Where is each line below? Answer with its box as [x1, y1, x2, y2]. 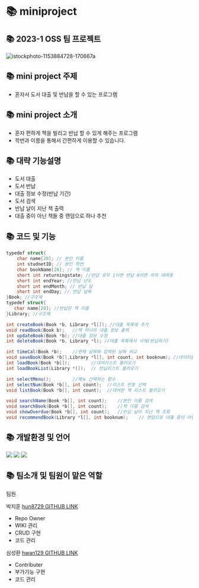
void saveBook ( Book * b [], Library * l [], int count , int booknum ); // [6, 355, 179, 361]
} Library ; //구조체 [6, 311, 50, 317]
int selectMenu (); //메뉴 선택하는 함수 [6, 376, 116, 382]
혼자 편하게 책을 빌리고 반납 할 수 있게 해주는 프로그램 [14, 129, 138, 137]
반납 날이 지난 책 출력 [14, 205, 64, 212]
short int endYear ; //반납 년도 [17, 277, 92, 284]
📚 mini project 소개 [6, 110, 78, 120]
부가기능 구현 [14, 568, 46, 575]
